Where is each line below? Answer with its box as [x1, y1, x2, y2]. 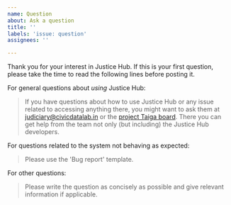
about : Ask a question [7, 17, 74, 24]
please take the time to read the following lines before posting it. [7, 70, 195, 79]
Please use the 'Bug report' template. [24, 155, 134, 164]
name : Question [7, 10, 52, 18]
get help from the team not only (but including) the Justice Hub [24, 120, 209, 128]
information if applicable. [24, 190, 98, 199]
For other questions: [7, 169, 67, 177]
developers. [24, 128, 60, 136]
